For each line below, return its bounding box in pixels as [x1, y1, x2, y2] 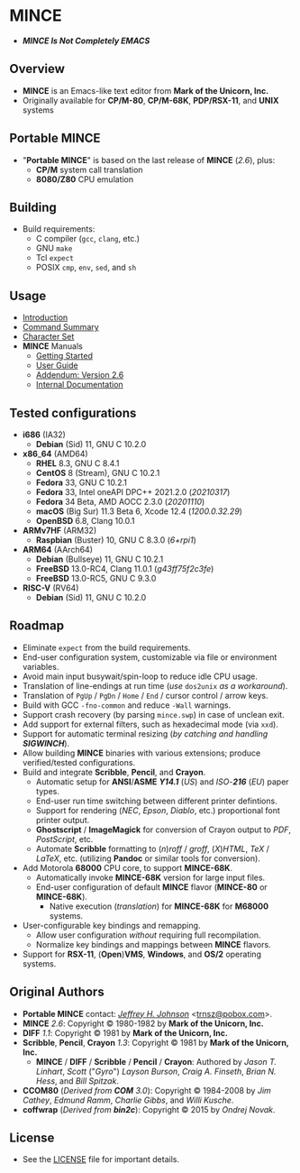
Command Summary [22, 322, 99, 333]
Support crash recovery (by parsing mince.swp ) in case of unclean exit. [22, 709, 286, 719]
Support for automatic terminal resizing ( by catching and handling [22, 728, 268, 739]
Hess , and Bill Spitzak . [35, 1075, 120, 1086]
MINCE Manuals [22, 341, 83, 352]
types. [35, 785, 60, 796]
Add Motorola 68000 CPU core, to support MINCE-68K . [22, 862, 232, 873]
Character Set [22, 331, 75, 343]
